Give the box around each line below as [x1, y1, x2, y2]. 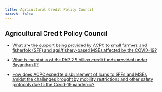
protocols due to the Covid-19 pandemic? [12, 82, 95, 88]
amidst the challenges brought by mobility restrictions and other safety [12, 77, 154, 82]
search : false [5, 12, 34, 16]
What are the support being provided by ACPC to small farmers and [12, 42, 147, 48]
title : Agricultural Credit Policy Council [5, 7, 94, 12]
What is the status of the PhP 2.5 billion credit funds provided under [12, 57, 147, 63]
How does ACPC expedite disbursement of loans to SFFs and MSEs [12, 71, 147, 77]
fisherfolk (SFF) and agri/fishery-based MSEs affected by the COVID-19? [12, 47, 157, 53]
